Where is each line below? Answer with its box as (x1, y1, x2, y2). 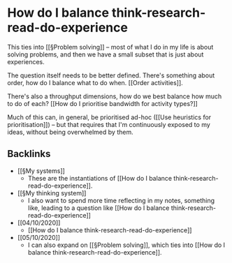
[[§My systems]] (17, 166, 65, 175)
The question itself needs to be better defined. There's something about (7, 71, 215, 80)
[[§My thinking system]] (17, 188, 87, 197)
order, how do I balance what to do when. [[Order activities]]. (7, 78, 183, 87)
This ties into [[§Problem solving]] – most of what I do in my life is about (7, 43, 214, 51)
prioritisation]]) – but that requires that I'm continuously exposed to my (7, 120, 211, 128)
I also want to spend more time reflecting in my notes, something (27, 196, 215, 204)
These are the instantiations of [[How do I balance (27, 174, 173, 182)
